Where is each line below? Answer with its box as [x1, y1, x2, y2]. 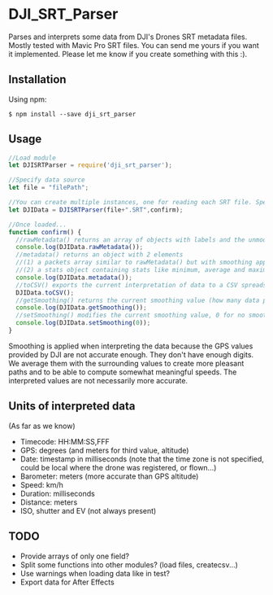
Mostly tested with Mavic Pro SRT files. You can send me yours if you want [8, 40, 259, 50]
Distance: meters [19, 497, 78, 507]
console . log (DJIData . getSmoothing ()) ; [15, 304, 148, 312]
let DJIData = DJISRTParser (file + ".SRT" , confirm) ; [8, 205, 184, 214]
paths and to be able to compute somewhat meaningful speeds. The [8, 367, 237, 377]
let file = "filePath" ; [8, 184, 89, 192]
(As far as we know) [8, 421, 76, 431]
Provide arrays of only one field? [19, 551, 130, 561]
